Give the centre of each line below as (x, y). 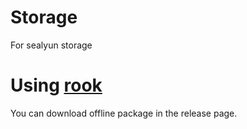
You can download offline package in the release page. (124, 113)
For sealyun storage (51, 45)
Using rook (56, 85)
